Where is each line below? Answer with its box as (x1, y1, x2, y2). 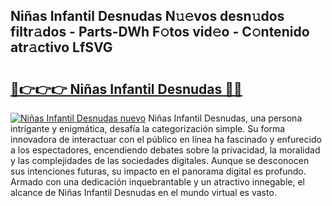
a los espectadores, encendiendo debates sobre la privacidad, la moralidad (10, 144, 321, 156)
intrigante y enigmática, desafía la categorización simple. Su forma (10, 123, 286, 134)
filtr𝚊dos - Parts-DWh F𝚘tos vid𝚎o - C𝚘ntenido (10, 24, 310, 41)
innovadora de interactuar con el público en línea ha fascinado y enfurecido (10, 134, 322, 145)
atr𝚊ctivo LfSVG (10, 39, 113, 56)
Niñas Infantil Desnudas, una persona (148, 112, 303, 124)
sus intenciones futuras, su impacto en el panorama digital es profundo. (10, 165, 307, 177)
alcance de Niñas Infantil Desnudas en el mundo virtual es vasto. (10, 187, 277, 198)
